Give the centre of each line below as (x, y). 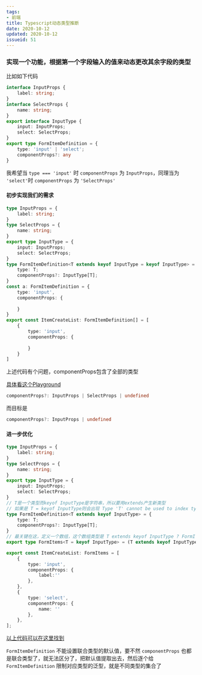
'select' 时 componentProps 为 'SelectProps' (61, 180)
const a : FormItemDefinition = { (48, 287)
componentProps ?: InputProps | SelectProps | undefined (78, 396)
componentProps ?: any (44, 155)
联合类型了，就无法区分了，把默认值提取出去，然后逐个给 (82, 658)
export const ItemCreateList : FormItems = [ (63, 553)
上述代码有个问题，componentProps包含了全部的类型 (72, 372)
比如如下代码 (22, 76)
